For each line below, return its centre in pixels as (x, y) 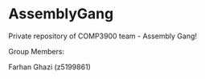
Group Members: (37, 51)
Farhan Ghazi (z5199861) (49, 67)
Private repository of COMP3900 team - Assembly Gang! (103, 36)
